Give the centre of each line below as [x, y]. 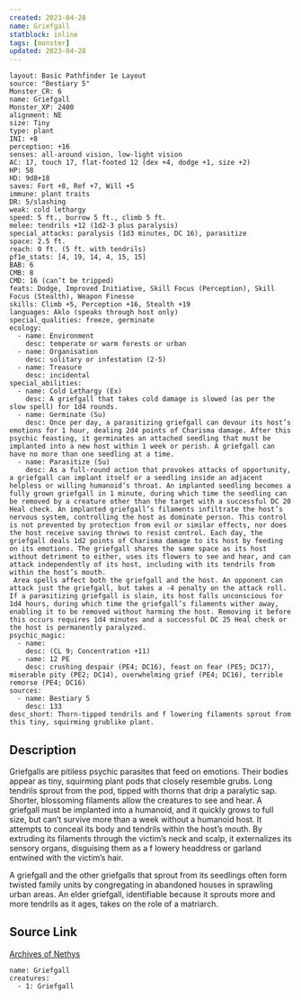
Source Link [44, 932]
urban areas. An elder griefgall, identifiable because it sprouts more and [142, 894]
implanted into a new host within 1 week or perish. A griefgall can [142, 447]
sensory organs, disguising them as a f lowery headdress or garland [136, 848]
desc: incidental [58, 376]
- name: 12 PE [44, 659]
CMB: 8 [22, 273]
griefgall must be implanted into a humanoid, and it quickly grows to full [142, 809]
